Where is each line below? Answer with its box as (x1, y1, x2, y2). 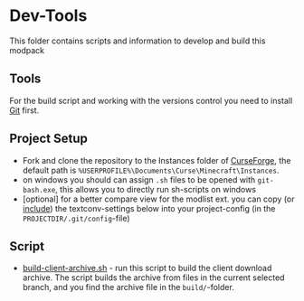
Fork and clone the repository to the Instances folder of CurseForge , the (22, 155, 291, 165)
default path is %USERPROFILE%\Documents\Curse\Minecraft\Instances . (22, 165, 280, 175)
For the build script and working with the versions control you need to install (9, 95, 293, 106)
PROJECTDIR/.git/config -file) (22, 212, 130, 223)
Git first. (9, 105, 40, 116)
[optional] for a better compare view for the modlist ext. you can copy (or (22, 193, 295, 204)
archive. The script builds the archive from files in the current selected (22, 272, 285, 283)
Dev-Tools (9, 5, 88, 26)
